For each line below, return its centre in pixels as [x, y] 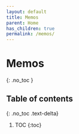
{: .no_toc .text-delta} [32, 113]
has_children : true [31, 28]
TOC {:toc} [28, 125]
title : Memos [22, 17]
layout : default [26, 12]
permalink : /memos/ [31, 34]
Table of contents [39, 99]
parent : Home [22, 23]
